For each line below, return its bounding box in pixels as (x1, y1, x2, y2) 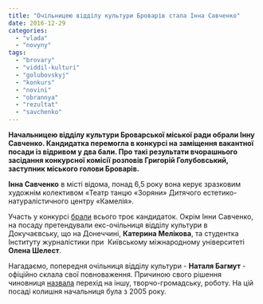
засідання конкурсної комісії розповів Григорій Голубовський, (8, 156, 229, 164)
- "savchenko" (15, 109, 62, 116)
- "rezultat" (15, 101, 59, 109)
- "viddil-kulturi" (15, 64, 80, 72)
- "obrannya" (15, 93, 59, 101)
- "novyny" (15, 41, 52, 49)
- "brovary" (15, 57, 56, 65)
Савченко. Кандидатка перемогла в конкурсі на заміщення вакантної (8, 139, 254, 148)
